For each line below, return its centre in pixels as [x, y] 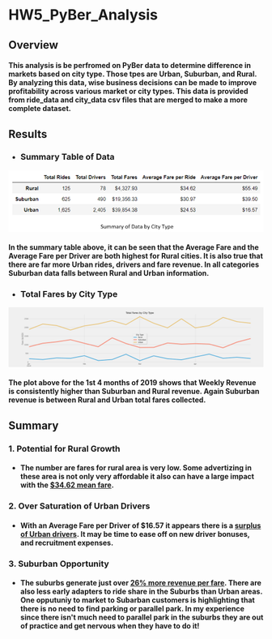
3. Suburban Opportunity [59, 564]
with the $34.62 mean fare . [67, 485]
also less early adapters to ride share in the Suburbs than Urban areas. [141, 592]
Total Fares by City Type [69, 294]
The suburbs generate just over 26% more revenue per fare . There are [140, 583]
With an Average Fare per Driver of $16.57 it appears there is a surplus [140, 525]
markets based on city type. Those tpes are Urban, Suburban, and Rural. [133, 74]
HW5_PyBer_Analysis [83, 15]
